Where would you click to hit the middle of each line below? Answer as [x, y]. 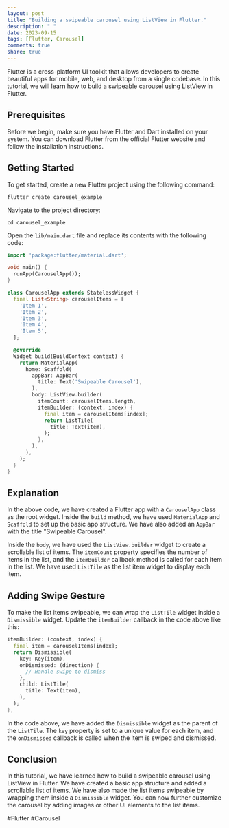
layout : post [26, 13]
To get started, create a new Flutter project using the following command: [111, 184]
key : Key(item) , [43, 659]
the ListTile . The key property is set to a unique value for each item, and [110, 730]
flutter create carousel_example [55, 197]
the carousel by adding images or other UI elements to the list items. [104, 805]
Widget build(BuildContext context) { [69, 356]
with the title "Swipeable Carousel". [57, 531]
